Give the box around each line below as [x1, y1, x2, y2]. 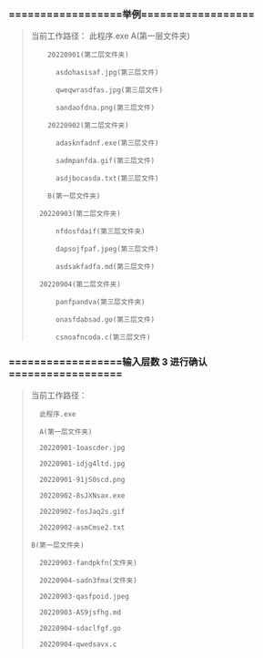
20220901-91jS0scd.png [39, 475, 126, 484]
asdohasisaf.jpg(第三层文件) [55, 68, 159, 77]
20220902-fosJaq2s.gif [39, 507, 126, 516]
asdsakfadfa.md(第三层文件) [55, 262, 156, 272]
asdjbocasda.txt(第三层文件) [55, 174, 159, 183]
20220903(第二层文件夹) [39, 210, 122, 219]
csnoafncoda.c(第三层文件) [55, 333, 151, 343]
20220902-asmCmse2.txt [39, 522, 126, 532]
